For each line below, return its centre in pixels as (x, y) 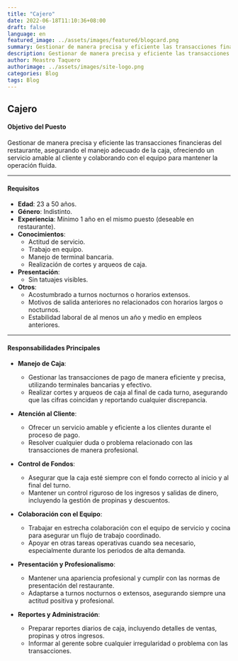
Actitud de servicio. (57, 242)
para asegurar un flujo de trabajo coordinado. (95, 536)
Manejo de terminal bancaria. (71, 257)
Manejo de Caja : (42, 364)
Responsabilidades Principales (54, 348)
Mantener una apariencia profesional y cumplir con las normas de (124, 578)
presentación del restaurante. (71, 586)
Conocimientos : (41, 235)
